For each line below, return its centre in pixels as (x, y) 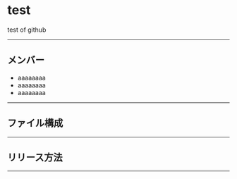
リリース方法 (35, 157)
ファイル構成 (35, 123)
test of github (27, 30)
